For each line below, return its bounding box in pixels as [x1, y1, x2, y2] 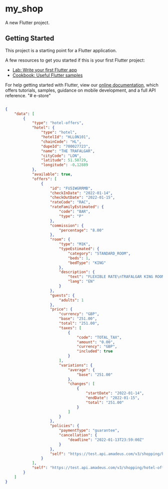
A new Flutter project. [5, 20, 50, 26]
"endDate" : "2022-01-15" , [85, 395, 140, 400]
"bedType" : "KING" [67, 260, 106, 266]
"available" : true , [31, 172, 72, 177]
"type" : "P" [58, 213, 84, 218]
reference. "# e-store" [5, 92, 51, 98]
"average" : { [67, 367, 95, 372]
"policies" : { [49, 423, 79, 428]
